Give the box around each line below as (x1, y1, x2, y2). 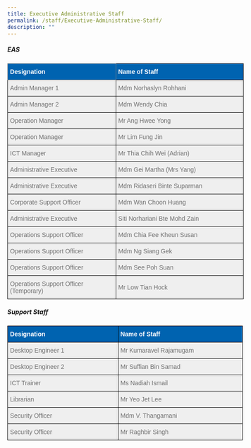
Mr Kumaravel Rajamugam (120, 346, 195, 355)
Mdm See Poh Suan (118, 264, 174, 272)
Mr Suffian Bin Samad (120, 363, 181, 371)
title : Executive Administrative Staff (7, 10, 125, 18)
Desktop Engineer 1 (10, 346, 65, 355)
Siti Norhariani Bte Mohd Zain (118, 214, 200, 223)
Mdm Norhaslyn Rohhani (118, 84, 187, 92)
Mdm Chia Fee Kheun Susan (118, 231, 198, 239)
